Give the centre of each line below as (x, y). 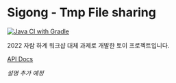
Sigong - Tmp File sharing (81, 13)
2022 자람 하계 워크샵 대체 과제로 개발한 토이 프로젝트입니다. (88, 45)
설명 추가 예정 (26, 73)
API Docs (20, 59)
